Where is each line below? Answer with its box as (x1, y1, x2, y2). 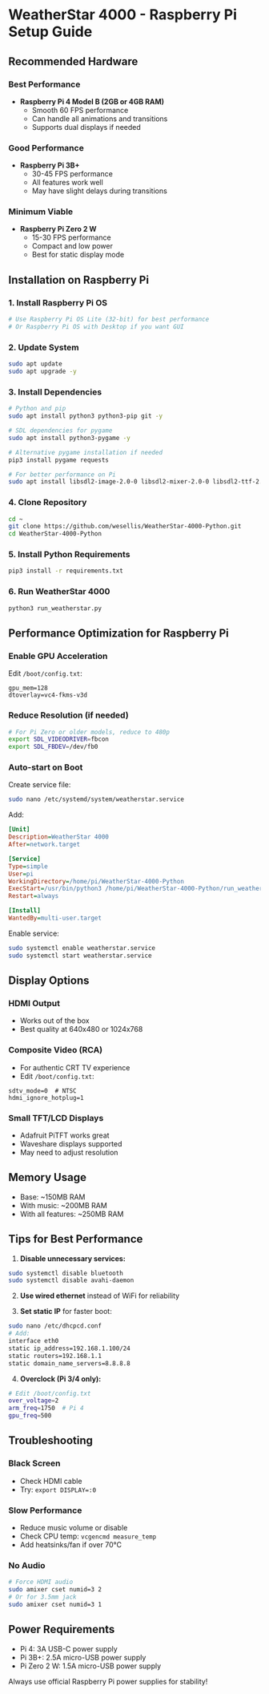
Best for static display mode (31, 250, 125, 260)
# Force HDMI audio (8, 1578, 74, 1587)
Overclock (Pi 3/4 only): (19, 1373, 102, 1384)
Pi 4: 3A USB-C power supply (19, 1643, 118, 1653)
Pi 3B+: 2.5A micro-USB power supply (19, 1652, 147, 1662)
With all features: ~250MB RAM (19, 1209, 124, 1219)
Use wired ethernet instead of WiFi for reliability (19, 1291, 180, 1300)
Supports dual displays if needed (31, 122, 142, 131)
